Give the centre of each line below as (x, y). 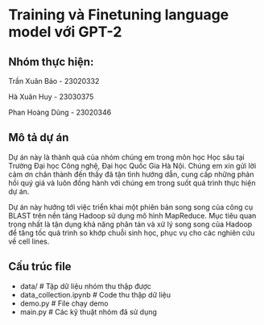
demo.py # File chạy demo (64, 303)
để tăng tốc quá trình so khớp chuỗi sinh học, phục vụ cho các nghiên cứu (132, 232)
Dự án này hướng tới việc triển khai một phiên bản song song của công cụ (131, 206)
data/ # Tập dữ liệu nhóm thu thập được (85, 286)
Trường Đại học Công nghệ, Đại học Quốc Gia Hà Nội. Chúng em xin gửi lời (132, 165)
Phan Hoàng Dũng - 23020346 (60, 112)
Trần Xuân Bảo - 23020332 (54, 81)
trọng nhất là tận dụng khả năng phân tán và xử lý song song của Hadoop (130, 224)
